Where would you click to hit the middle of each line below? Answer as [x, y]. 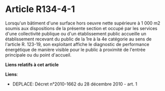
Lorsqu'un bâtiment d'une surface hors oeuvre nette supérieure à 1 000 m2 [83, 23]
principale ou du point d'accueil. [38, 55]
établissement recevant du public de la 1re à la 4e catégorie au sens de [78, 39]
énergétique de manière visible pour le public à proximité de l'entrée [75, 49]
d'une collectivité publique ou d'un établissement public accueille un [76, 33]
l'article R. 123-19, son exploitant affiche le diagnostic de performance [77, 44]
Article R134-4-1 [40, 9]
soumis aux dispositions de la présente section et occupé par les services [81, 28]
